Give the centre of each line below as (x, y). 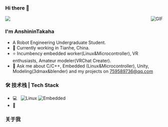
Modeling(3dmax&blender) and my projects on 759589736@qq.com (83, 71)
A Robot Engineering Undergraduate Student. (59, 42)
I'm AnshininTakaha (30, 31)
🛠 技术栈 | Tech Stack (32, 85)
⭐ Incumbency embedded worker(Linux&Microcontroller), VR (75, 53)
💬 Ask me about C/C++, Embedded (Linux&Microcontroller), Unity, (81, 66)
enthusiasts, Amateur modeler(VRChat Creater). (62, 60)
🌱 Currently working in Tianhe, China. (51, 47)
